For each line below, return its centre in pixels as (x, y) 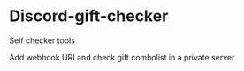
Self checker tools (42, 40)
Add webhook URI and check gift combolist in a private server (122, 57)
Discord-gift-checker (89, 16)
